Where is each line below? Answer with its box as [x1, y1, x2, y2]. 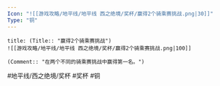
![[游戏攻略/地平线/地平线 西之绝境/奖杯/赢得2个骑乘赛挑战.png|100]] [7, 45, 192, 52]
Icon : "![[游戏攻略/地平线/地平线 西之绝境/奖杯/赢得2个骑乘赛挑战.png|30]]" [7, 10, 214, 17]
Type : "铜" [7, 17, 38, 24]
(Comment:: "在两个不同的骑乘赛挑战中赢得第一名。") [7, 58, 145, 65]
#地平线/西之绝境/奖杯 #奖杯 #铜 [7, 71, 101, 80]
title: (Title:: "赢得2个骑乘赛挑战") [7, 37, 112, 44]
